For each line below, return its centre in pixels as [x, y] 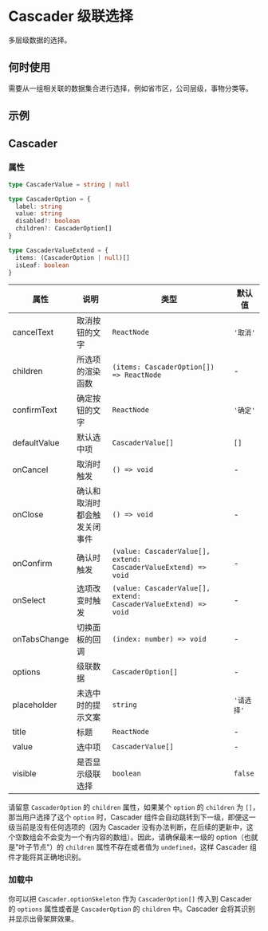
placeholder [35, 705]
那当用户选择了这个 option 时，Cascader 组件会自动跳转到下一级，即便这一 [132, 817]
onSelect [29, 600]
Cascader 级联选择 [71, 16]
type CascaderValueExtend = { [59, 250]
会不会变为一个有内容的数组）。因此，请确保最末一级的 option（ [140, 837]
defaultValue [36, 443]
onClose [28, 515]
